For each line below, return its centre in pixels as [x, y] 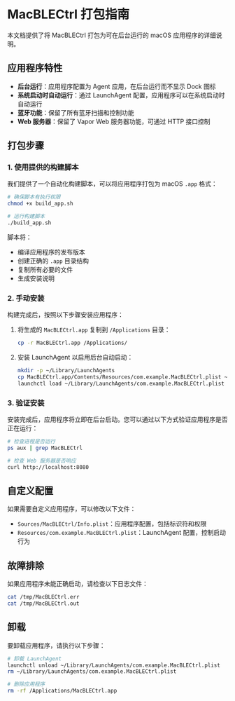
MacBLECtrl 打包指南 [69, 14]
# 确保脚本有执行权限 [34, 197]
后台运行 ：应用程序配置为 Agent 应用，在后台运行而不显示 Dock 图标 [116, 86]
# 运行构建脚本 [26, 217]
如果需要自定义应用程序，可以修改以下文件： [72, 509]
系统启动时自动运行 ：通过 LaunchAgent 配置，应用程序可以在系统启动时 [121, 95]
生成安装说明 [36, 278]
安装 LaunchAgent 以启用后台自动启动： [75, 358]
